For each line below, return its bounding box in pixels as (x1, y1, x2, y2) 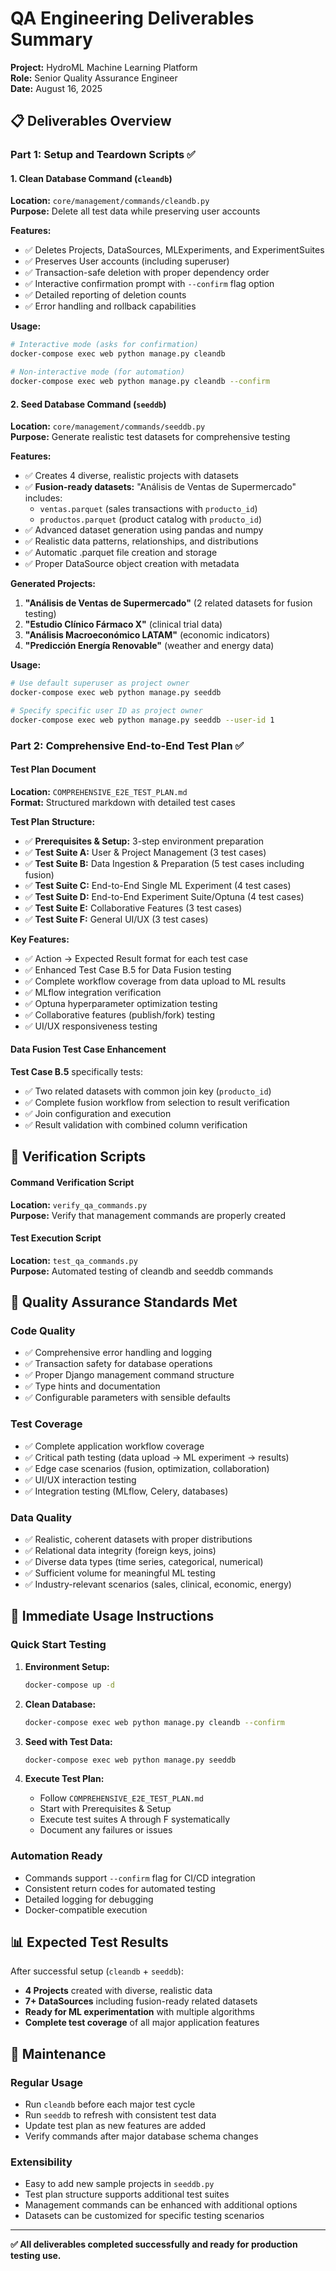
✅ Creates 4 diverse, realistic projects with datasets (24, 470, 240, 482)
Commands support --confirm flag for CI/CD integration (24, 1872, 256, 1884)
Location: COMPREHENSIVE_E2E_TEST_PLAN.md (10, 785, 188, 797)
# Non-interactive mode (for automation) (10, 367, 186, 377)
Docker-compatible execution (24, 1903, 148, 1916)
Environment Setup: (24, 1660, 110, 1672)
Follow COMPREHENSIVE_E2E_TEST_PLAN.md (39, 1792, 204, 1804)
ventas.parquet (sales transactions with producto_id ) (39, 503, 258, 515)
